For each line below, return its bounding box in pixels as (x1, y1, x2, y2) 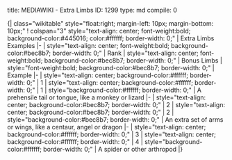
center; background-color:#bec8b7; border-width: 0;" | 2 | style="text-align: (7, 101, 226, 109)
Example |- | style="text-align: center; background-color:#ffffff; (7, 71, 189, 79)
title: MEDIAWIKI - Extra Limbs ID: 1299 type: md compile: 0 (7, 6, 177, 14)
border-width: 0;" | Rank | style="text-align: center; (51, 49, 199, 57)
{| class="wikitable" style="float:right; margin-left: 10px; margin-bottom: (7, 19, 214, 27)
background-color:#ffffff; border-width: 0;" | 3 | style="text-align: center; (7, 130, 217, 138)
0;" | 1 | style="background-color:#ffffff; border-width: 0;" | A (26, 86, 201, 94)
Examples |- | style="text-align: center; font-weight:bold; (7, 42, 170, 49)
